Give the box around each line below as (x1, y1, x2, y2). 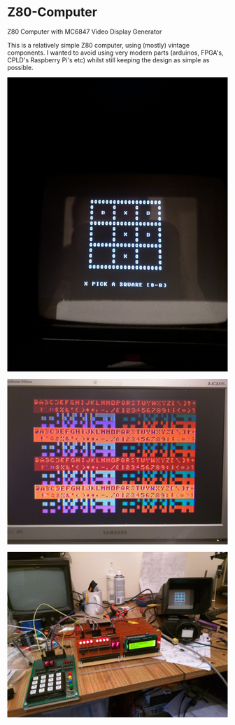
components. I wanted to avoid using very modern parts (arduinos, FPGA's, (7, 48, 224, 57)
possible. (7, 63, 34, 71)
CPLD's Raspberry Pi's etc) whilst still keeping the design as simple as (7, 55, 210, 64)
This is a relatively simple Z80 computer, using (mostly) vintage (7, 41, 190, 49)
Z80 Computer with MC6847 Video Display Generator (7, 27, 162, 36)
